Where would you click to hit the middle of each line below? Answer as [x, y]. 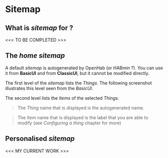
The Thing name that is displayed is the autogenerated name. [81, 108]
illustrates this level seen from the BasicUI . [49, 88]
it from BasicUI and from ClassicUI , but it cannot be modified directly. [77, 73]
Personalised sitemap [40, 139]
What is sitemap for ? [39, 28]
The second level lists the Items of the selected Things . [62, 98]
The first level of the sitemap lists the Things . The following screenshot [78, 83]
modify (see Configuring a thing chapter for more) [69, 123]
